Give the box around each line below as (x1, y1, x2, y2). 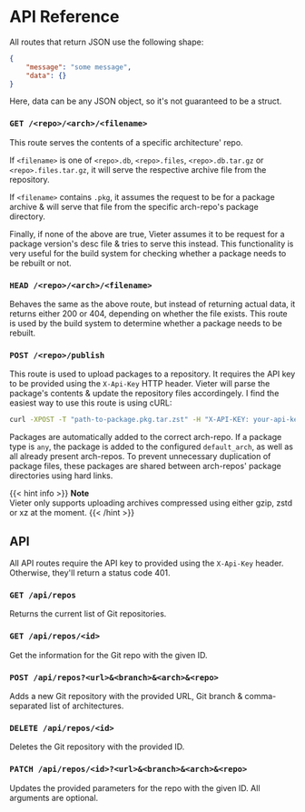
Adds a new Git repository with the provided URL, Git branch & (9, 690, 243, 701)
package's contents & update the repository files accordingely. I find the (9, 388, 280, 399)
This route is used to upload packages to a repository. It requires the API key (9, 368, 296, 379)
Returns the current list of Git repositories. (9, 608, 167, 619)
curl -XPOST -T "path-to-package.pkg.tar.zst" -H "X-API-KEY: (9, 416, 250, 425)
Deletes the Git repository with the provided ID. (9, 741, 185, 752)
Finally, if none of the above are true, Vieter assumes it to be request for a (9, 228, 285, 239)
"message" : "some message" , (25, 62, 132, 72)
